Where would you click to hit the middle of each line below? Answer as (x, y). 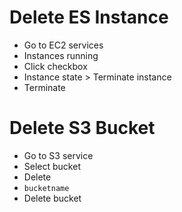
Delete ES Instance (89, 17)
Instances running (61, 55)
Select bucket (52, 166)
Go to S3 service (58, 155)
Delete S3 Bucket (82, 128)
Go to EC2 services (63, 45)
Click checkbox (55, 66)
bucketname (46, 188)
